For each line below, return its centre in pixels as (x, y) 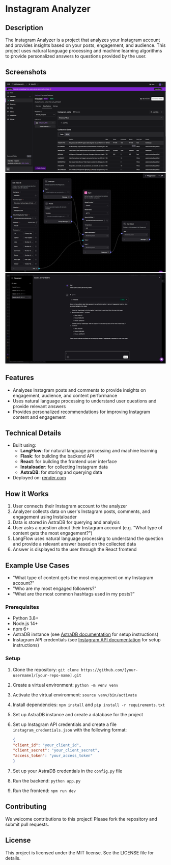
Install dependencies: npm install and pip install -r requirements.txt (89, 705)
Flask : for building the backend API (57, 456)
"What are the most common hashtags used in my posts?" (74, 594)
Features (20, 378)
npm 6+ (21, 629)
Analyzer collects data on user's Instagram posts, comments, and (81, 511)
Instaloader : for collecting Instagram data (64, 467)
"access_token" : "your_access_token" (53, 756)
